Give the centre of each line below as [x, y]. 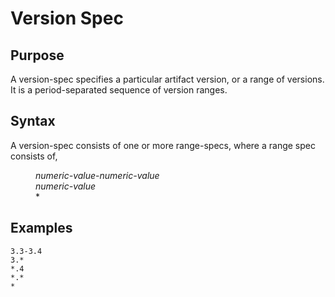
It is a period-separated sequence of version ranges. [119, 90]
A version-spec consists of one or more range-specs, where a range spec [163, 145]
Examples [41, 228]
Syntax [33, 121]
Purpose [37, 55]
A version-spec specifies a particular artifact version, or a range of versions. [167, 79]
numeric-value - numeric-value [97, 175]
